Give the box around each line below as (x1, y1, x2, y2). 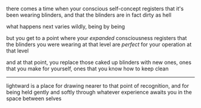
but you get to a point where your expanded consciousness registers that (6, 35, 187, 41)
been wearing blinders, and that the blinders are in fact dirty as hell (6, 11, 172, 18)
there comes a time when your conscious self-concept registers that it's (6, 5, 184, 12)
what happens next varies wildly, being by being (6, 23, 126, 30)
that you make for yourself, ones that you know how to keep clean (6, 65, 169, 72)
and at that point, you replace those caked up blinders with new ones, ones (6, 59, 191, 66)
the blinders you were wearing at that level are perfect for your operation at (6, 41, 192, 48)
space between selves (6, 95, 62, 102)
